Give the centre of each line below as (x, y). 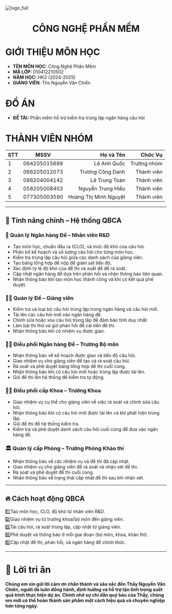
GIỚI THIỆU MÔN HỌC (53, 52)
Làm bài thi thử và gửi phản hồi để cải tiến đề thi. (64, 325)
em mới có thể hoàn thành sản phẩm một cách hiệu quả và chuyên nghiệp (85, 600)
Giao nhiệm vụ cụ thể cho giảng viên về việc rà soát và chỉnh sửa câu (86, 402)
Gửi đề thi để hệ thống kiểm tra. (46, 423)
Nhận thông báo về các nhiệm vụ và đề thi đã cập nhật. (71, 461)
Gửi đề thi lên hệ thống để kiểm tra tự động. (59, 377)
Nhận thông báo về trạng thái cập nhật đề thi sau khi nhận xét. (78, 477)
